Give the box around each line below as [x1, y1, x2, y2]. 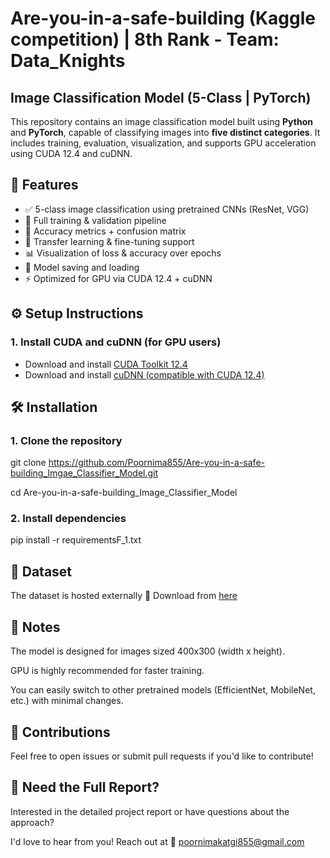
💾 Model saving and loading [24, 261, 140, 273]
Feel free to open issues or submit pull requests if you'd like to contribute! [10, 750, 314, 762]
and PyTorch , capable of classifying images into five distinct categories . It [10, 127, 321, 138]
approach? [10, 816, 55, 828]
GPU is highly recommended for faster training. [10, 665, 205, 677]
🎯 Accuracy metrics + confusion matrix [24, 225, 187, 237]
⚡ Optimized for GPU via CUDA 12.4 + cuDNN [24, 272, 213, 284]
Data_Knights [10, 50, 126, 72]
